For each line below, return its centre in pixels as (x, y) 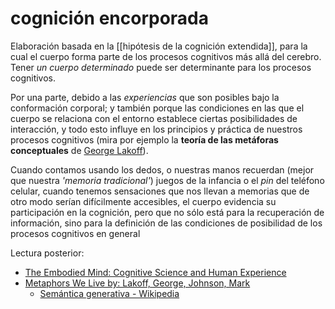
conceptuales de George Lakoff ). (79, 150)
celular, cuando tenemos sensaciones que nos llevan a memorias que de (160, 191)
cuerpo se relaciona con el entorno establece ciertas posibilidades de (154, 118)
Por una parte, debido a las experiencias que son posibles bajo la (145, 97)
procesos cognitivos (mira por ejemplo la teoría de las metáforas (144, 139)
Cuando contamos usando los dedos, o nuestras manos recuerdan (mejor (162, 169)
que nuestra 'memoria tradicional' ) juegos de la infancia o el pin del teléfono (167, 180)
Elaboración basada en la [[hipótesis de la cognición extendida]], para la (159, 46)
